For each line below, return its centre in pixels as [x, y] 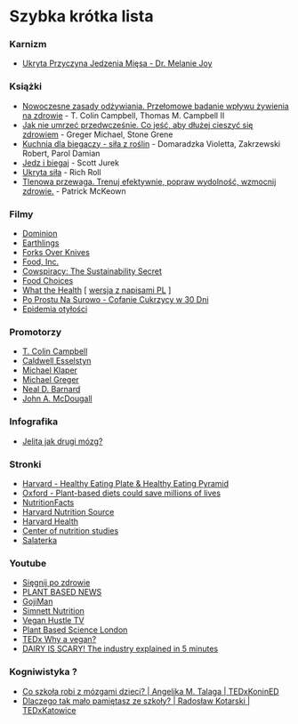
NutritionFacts [48, 502]
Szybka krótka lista [81, 16]
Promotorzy [36, 332]
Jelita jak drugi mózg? [62, 441]
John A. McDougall [57, 398]
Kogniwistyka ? [43, 672]
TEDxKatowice [49, 710]
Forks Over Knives [56, 253]
